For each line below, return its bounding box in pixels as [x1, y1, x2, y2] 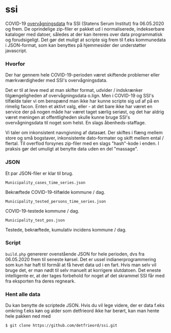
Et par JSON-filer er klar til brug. [5, 170, 74, 176]
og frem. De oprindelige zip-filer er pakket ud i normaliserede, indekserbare [5, 25, 165, 32]
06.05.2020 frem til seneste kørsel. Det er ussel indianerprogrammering [5, 256, 157, 262]
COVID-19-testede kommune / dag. [5, 208, 80, 214]
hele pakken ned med [5, 313, 51, 319]
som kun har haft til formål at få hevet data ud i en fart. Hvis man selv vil [5, 262, 157, 268]
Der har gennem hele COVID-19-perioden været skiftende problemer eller [5, 72, 160, 78]
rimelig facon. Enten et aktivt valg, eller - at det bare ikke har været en [5, 104, 153, 110]
